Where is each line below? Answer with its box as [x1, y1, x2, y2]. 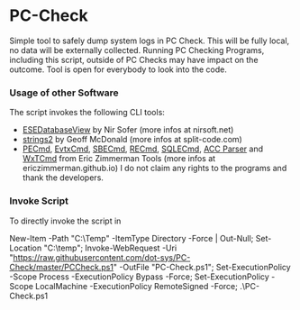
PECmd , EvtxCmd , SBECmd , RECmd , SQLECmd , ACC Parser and [22, 143, 264, 154]
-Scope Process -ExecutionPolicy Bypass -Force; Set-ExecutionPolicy [9, 271, 270, 282]
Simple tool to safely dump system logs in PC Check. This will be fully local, [9, 35, 290, 46]
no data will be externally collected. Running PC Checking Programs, [9, 44, 265, 55]
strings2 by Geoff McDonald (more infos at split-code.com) [22, 134, 243, 145]
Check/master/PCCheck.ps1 [9, 261, 114, 272]
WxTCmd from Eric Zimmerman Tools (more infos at [22, 153, 216, 164]
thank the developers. [22, 172, 104, 183]
